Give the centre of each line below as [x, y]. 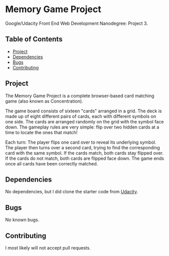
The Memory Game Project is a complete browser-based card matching [80, 96]
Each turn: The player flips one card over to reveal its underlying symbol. [81, 142]
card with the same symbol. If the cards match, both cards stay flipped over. [84, 153]
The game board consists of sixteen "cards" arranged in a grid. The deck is [84, 111]
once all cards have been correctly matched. [52, 163]
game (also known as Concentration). [44, 101]
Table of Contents [34, 39]
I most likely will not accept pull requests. [48, 248]
